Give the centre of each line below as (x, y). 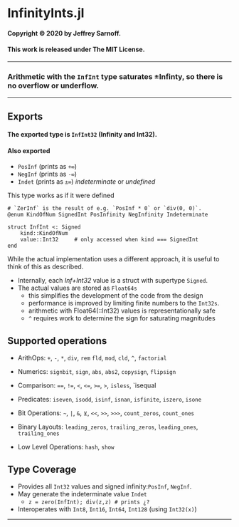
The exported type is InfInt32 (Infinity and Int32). (83, 135)
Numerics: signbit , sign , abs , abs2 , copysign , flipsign (97, 372)
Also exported (29, 150)
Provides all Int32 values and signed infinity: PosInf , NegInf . (105, 486)
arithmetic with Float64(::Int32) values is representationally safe (122, 311)
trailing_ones (38, 434)
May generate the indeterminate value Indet (82, 494)
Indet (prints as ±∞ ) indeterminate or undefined (86, 182)
